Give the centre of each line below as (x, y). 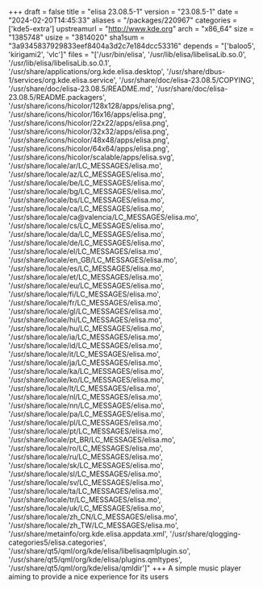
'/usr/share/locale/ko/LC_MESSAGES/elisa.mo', (86, 380)
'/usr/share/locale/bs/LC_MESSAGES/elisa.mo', (86, 200)
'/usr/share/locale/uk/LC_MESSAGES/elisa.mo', (86, 508)
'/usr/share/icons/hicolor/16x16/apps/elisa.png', (88, 114)
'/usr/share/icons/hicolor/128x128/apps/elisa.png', (92, 106)
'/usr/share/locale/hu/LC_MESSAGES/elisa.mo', (86, 328)
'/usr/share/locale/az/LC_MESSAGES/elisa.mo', (86, 174)
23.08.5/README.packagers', (57, 97)
